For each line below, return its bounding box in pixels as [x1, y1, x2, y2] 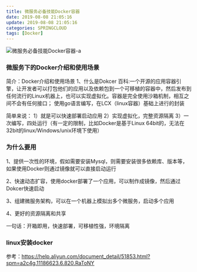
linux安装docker [6, 239, 53, 247]
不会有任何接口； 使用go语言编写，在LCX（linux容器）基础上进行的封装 [11, 100, 185, 107]
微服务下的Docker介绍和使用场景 [6, 63, 100, 72]
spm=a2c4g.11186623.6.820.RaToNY [6, 260, 95, 267]
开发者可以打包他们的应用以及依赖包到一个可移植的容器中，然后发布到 [21, 85, 192, 92]
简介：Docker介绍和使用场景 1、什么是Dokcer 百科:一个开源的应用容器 [6, 78, 176, 85]
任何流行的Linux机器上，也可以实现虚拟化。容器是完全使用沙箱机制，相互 [6, 92, 184, 100]
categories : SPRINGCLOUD [6, 25, 67, 31]
